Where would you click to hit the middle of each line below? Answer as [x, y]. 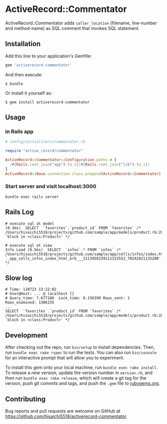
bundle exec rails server [32, 197]
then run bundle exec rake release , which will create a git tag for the [76, 378]
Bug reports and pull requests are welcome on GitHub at [63, 411]
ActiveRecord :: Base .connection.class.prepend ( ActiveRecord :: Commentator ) [83, 174]
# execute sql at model [30, 223]
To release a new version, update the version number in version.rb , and [79, 373]
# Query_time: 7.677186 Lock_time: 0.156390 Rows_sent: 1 [68, 298]
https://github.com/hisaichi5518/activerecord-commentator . [66, 417]
